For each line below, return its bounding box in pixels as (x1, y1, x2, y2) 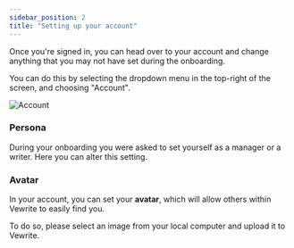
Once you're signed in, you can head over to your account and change (9, 45, 270, 56)
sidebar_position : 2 (9, 12, 87, 22)
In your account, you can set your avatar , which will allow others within (9, 194, 272, 205)
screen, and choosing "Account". (9, 82, 131, 93)
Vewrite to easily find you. (9, 203, 105, 214)
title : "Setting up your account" (9, 21, 139, 30)
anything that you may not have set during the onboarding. (9, 55, 226, 66)
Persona (9, 121, 46, 134)
